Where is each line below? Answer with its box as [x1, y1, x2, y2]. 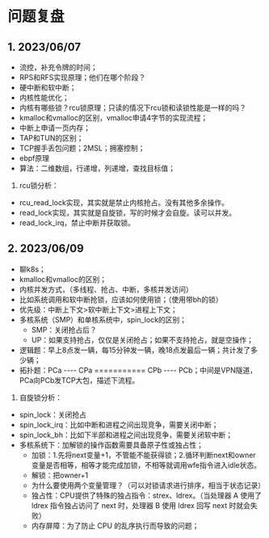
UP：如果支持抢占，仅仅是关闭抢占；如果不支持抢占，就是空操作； [31, 334, 254, 344]
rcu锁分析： [19, 181, 60, 190]
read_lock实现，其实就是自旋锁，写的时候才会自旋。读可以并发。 [19, 208, 236, 217]
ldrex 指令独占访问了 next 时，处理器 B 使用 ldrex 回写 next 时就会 [31, 500, 251, 510]
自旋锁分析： [19, 393, 62, 402]
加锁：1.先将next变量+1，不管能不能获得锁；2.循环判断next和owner [31, 450, 256, 460]
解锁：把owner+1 [31, 470, 89, 480]
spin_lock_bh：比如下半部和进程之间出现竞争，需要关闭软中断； [19, 430, 233, 439]
